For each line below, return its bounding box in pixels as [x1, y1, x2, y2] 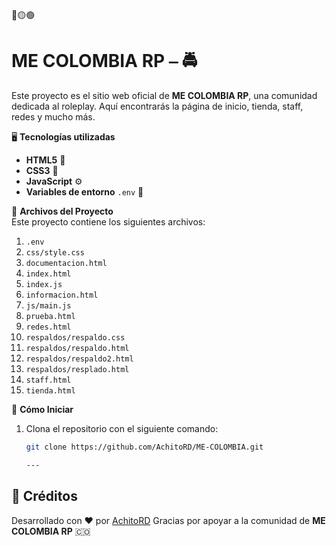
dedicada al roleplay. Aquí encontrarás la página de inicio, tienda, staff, [11, 100, 304, 112]
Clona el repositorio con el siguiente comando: [25, 422, 219, 434]
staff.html [25, 375, 72, 385]
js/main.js [25, 300, 72, 311]
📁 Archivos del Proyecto [11, 205, 114, 217]
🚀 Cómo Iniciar [11, 403, 74, 415]
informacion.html [25, 290, 99, 300]
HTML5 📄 [25, 154, 66, 166]
